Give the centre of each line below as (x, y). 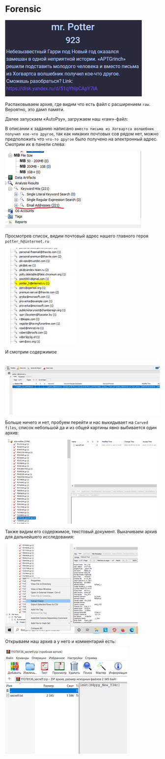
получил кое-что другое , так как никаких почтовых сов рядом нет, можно (82, 133)
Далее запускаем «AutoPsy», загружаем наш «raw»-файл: (67, 119)
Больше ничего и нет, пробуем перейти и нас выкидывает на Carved (77, 422)
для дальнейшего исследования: (40, 537)
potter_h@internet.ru (27, 241)
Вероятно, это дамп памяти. (35, 109)
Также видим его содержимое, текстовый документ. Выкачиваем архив (81, 531)
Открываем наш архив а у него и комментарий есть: (61, 641)
